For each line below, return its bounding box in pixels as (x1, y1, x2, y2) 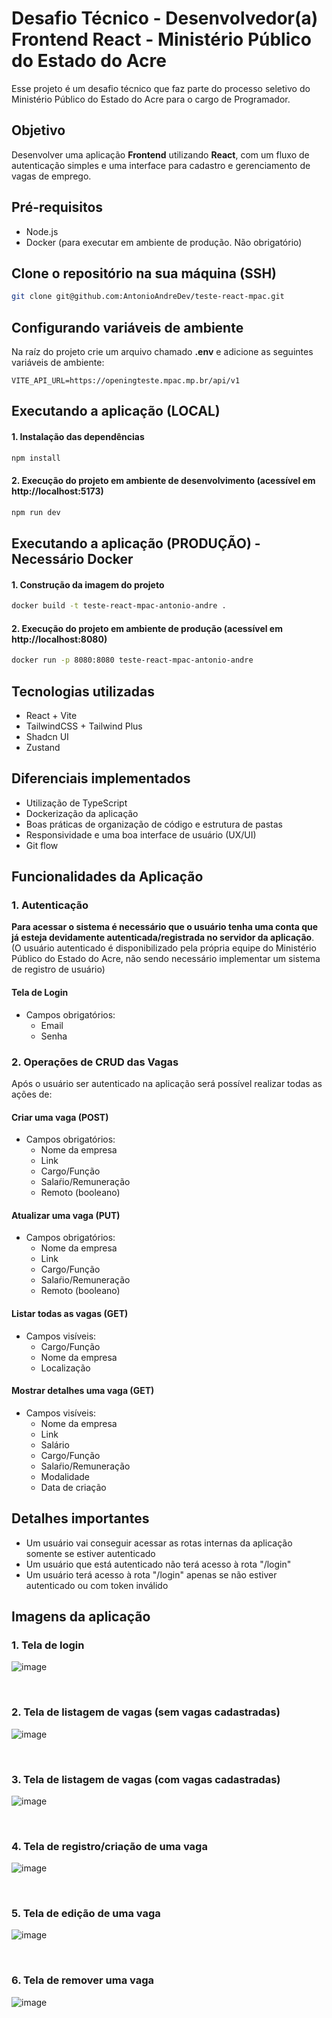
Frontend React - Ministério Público (11, 28, 312, 51)
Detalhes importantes (11, 1510, 150, 1527)
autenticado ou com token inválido (25, 1579, 169, 1591)
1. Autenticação (11, 898, 89, 912)
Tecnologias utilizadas (11, 683, 155, 700)
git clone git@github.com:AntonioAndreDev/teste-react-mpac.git (11, 292, 285, 302)
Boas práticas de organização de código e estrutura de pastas (25, 818, 283, 830)
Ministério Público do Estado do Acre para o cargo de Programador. (11, 93, 291, 105)
